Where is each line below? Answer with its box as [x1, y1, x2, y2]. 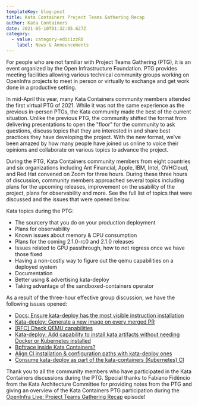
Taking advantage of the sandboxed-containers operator [14, 282, 154, 290]
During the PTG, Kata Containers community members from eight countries [6, 158, 191, 165]
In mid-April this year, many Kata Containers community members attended [6, 95, 191, 102]
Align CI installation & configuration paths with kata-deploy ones [14, 350, 172, 357]
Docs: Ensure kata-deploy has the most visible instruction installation [14, 312, 184, 319]
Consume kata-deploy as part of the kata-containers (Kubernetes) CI [14, 356, 184, 363]
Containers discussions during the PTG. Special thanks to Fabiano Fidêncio [6, 374, 190, 381]
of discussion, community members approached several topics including [6, 177, 184, 184]
